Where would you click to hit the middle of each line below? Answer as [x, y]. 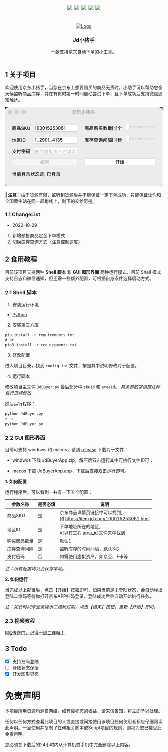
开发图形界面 [25, 674]
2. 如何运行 [17, 579]
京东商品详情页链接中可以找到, [91, 512]
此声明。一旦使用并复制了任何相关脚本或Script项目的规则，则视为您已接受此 [83, 727]
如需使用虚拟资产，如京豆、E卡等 [94, 557]
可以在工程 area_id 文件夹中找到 [93, 533]
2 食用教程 [21, 259]
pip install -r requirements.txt [40, 335]
